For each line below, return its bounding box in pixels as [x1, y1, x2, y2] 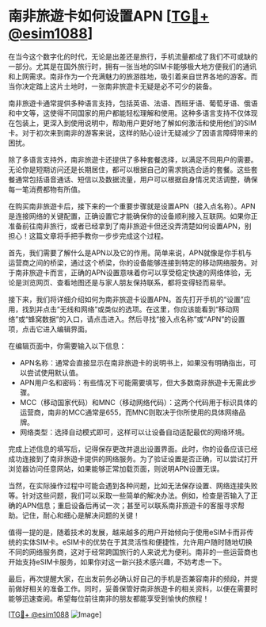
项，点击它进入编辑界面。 [8, 324, 92, 334]
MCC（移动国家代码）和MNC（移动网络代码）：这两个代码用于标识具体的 [19, 397, 258, 407]
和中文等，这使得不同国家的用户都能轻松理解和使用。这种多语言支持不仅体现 [8, 108, 258, 117]
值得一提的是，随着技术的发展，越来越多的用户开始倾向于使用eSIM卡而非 [8, 527, 247, 537]
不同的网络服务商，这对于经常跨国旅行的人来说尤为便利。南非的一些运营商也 [8, 547, 258, 556]
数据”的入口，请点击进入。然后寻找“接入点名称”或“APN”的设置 [42, 314, 245, 323]
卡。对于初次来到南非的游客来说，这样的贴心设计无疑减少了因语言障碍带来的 [8, 128, 258, 137]
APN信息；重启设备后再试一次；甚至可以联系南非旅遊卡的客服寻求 [21, 500, 238, 510]
